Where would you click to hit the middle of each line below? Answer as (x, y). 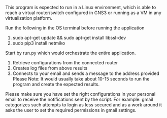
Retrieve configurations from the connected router (65, 63)
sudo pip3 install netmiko (39, 43)
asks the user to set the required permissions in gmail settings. (71, 110)
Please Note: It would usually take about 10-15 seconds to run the (81, 79)
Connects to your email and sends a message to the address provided (86, 73)
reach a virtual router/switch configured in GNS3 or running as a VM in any (83, 13)
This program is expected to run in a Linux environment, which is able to (81, 7)
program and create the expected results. (56, 84)
